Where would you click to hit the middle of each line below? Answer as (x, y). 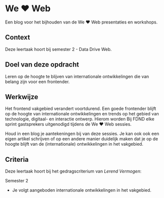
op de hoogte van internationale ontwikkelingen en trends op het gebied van (82, 114)
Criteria (17, 159)
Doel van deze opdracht (42, 65)
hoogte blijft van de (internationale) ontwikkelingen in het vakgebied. (74, 144)
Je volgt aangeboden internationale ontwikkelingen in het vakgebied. (82, 190)
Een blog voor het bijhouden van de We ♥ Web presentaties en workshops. (81, 22)
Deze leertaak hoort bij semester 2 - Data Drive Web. (59, 49)
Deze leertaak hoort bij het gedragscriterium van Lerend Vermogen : (73, 171)
